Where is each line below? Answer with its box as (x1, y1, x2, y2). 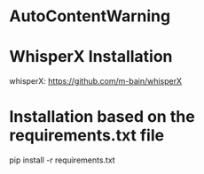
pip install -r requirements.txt (9, 155, 115, 165)
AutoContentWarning (9, 6, 171, 26)
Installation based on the (9, 107, 195, 127)
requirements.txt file (9, 125, 165, 146)
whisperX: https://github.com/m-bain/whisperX (9, 76, 183, 87)
